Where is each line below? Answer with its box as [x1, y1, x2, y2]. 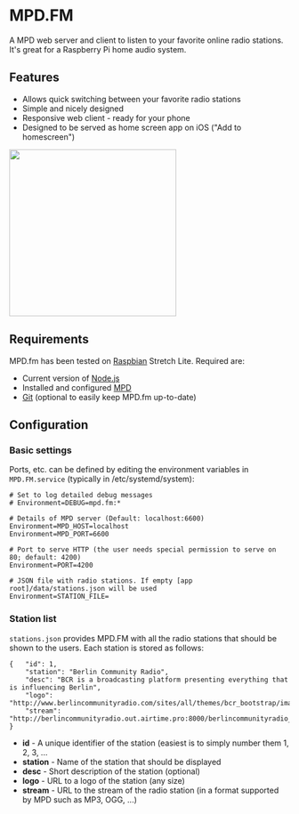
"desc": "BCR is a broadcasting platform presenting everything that [25, 675, 289, 684]
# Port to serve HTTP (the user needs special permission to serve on [9, 545, 277, 554]
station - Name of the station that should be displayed [21, 756, 222, 767]
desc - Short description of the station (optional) [21, 766, 200, 777]
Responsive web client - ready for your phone [21, 112, 191, 123]
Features [9, 70, 60, 85]
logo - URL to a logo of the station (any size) [21, 775, 185, 786]
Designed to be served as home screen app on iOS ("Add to [21, 122, 242, 133]
